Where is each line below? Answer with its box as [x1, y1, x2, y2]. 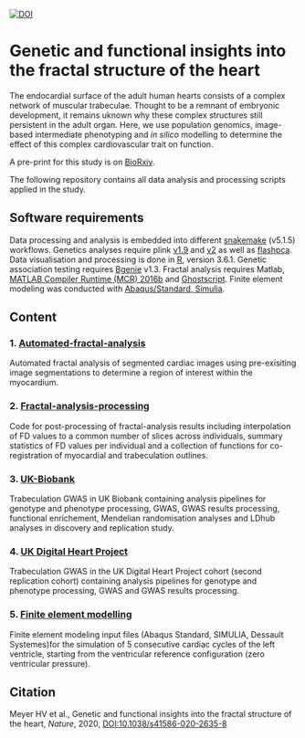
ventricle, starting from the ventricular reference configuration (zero [9, 648, 265, 659]
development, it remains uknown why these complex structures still [9, 110, 263, 121]
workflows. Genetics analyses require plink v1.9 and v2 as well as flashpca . [9, 244, 292, 255]
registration [9, 449, 53, 460]
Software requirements [9, 210, 144, 226]
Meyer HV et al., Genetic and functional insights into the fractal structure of [9, 709, 292, 720]
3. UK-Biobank [9, 472, 76, 485]
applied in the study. [9, 184, 87, 195]
